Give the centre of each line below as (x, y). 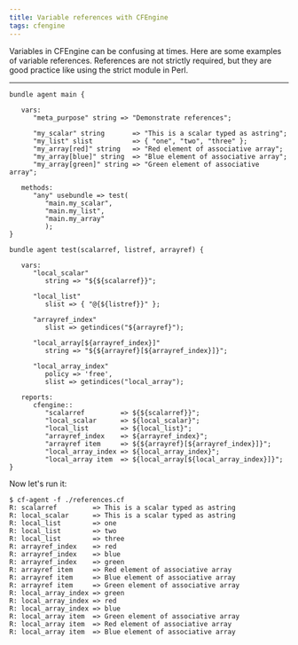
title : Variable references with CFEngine (89, 17)
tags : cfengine (37, 26)
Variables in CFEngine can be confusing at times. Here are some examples (145, 51)
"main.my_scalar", (79, 203)
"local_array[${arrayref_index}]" (97, 342)
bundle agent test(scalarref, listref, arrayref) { (106, 249)
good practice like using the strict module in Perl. (99, 70)
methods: (37, 187)
